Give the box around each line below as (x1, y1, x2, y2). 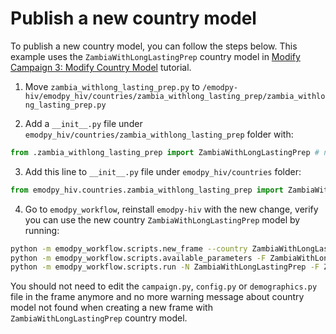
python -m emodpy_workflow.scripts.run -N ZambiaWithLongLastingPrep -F (10, 262, 320, 272)
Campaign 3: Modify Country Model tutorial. (10, 61, 192, 73)
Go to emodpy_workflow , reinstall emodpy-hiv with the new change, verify (24, 203, 319, 215)
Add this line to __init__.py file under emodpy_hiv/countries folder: (24, 165, 302, 177)
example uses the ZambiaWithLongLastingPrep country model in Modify (10, 50, 301, 62)
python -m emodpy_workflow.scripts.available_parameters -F (10, 253, 267, 263)
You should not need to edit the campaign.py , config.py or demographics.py (10, 280, 318, 292)
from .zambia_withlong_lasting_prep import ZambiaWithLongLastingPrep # (10, 147, 320, 157)
